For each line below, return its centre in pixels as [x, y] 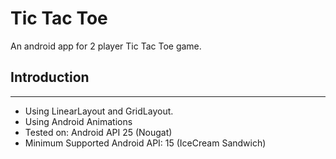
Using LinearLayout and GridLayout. [99, 111]
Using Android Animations [78, 121]
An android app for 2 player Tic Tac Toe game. [106, 46]
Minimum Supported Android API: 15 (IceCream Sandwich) [145, 143]
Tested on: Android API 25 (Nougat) [98, 132]
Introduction [50, 77]
